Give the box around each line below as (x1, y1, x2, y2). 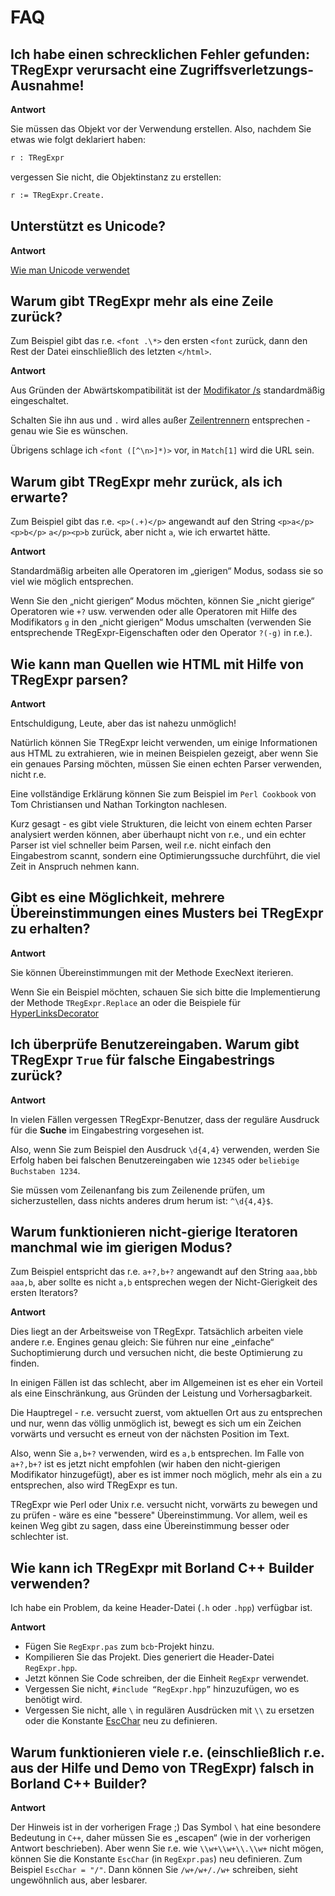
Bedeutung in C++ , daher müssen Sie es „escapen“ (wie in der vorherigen (10, 1832, 312, 1844)
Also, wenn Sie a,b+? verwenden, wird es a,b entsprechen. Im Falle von (10, 1447, 305, 1460)
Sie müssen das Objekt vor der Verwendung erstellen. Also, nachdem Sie (10, 123, 312, 135)
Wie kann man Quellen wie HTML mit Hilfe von (10, 656, 304, 673)
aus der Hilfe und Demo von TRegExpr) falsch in (10, 1759, 315, 1776)
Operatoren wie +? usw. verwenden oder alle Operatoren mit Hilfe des (10, 606, 298, 618)
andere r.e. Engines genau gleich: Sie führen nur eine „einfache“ (10, 1336, 275, 1348)
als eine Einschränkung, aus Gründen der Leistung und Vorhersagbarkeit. (10, 1387, 313, 1400)
